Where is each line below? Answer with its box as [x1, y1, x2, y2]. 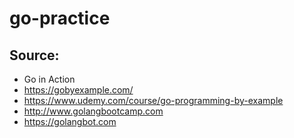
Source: [9, 47, 60, 64]
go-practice [9, 7, 111, 30]
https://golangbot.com [23, 116, 117, 127]
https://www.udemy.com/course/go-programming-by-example [23, 95, 284, 106]
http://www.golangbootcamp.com [23, 105, 164, 117]
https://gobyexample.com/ [23, 84, 134, 96]
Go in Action [23, 73, 76, 85]
